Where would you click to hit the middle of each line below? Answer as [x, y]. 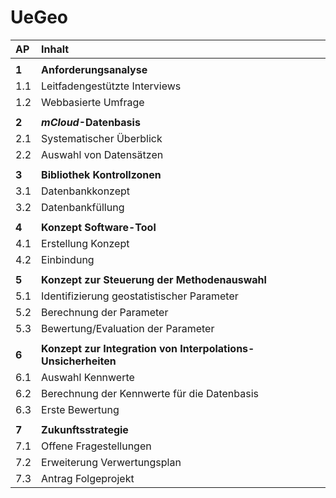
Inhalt [55, 49]
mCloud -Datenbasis [91, 122]
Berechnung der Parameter [105, 312]
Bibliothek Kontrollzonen [101, 174]
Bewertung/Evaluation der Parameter [128, 328]
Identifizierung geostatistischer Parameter [140, 296]
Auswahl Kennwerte [88, 377]
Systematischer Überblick [102, 138]
